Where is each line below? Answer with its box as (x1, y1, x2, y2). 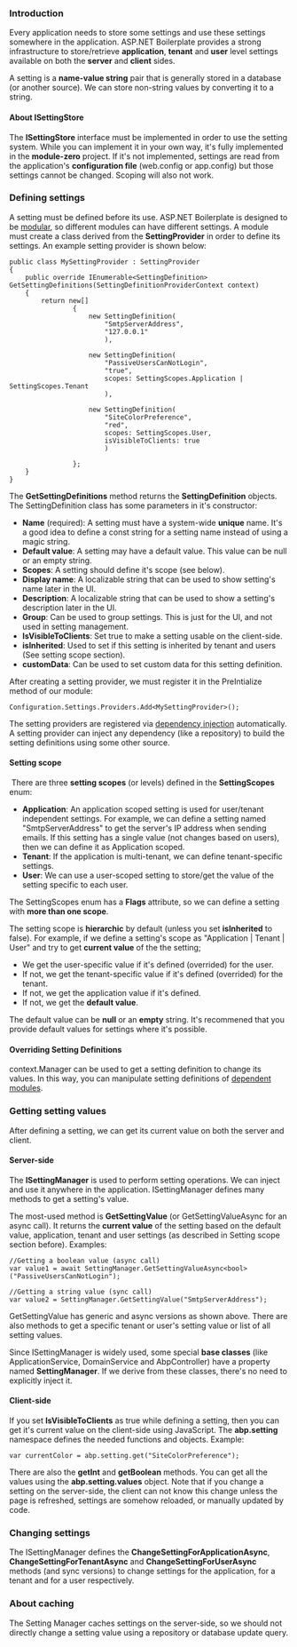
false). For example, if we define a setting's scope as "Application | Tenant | (9, 933, 285, 943)
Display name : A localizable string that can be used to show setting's (21, 574, 277, 585)
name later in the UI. (21, 583, 97, 593)
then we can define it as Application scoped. (21, 842, 185, 852)
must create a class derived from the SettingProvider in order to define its (9, 230, 281, 242)
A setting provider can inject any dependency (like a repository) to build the (9, 728, 285, 738)
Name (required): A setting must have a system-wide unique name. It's (21, 517, 283, 528)
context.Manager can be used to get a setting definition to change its (9, 1064, 262, 1075)
